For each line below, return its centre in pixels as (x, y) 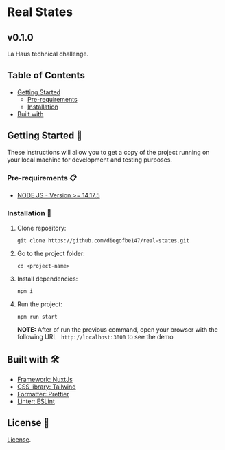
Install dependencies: (47, 279)
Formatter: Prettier (43, 394)
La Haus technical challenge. (48, 54)
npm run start (37, 317)
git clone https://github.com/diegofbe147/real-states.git (103, 241)
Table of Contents (46, 75)
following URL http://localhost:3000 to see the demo (95, 337)
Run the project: (40, 304)
